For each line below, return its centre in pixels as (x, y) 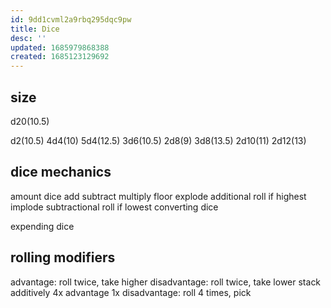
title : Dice (35, 29)
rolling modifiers (63, 257)
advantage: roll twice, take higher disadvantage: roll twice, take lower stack (166, 282)
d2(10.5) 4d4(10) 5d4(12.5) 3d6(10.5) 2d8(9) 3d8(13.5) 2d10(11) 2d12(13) (158, 140)
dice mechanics (61, 172)
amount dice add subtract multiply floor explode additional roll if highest (158, 196)
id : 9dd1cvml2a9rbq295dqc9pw (71, 19)
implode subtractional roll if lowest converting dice (114, 207)
